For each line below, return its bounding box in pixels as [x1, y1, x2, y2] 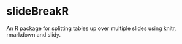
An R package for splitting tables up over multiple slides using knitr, [6, 24, 176, 32]
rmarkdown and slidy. [6, 31, 61, 38]
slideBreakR [6, 4, 69, 18]
